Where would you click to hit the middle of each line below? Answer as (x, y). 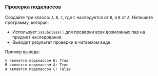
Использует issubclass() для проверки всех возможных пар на (79, 32)
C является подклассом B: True (37, 61)
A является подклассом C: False (38, 69)
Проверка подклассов (33, 7)
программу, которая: (27, 22)
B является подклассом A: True (37, 65)
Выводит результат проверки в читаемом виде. (62, 42)
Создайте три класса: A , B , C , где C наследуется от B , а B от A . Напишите (79, 18)
